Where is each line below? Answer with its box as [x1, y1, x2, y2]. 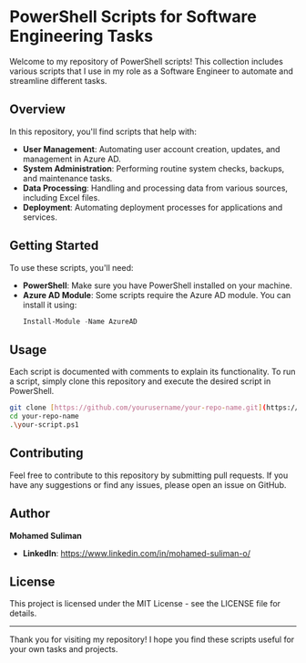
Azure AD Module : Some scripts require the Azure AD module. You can [22, 289, 291, 300]
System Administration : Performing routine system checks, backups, [22, 162, 285, 174]
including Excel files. [22, 192, 100, 202]
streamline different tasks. [9, 75, 107, 86]
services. [22, 212, 57, 223]
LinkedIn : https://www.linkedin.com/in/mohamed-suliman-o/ [22, 547, 250, 558]
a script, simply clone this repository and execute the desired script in [9, 376, 271, 387]
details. [9, 608, 37, 619]
